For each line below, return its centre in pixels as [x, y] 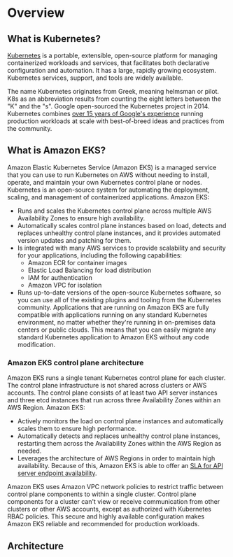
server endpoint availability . [57, 473]
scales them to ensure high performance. [77, 429]
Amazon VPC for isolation [65, 285]
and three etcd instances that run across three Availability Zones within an [114, 400]
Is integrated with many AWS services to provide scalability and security [121, 248]
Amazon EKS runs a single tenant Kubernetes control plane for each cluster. [116, 378]
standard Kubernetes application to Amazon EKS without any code [113, 337]
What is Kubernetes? [54, 39]
